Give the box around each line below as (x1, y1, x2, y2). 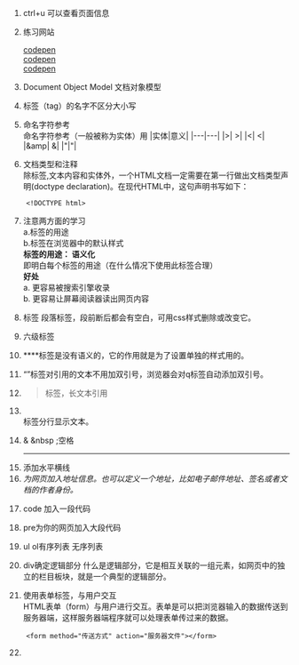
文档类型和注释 (22, 159, 78, 169)
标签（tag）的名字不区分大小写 (22, 100, 137, 111)
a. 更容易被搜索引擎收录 (22, 283, 110, 292)
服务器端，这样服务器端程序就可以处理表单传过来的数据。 (22, 613, 233, 622)
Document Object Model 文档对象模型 (22, 82, 162, 92)
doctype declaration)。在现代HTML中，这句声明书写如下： (33, 181, 249, 191)
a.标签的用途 (22, 227, 69, 237)
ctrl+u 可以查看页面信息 (22, 8, 110, 18)
